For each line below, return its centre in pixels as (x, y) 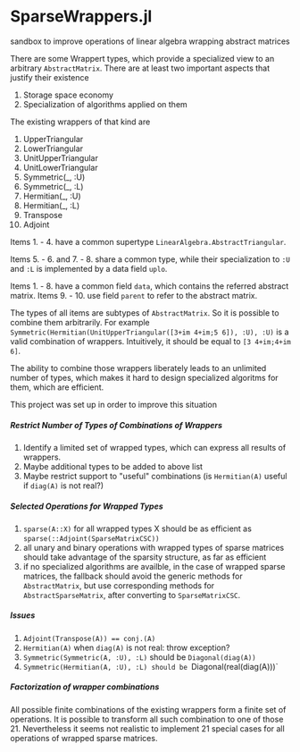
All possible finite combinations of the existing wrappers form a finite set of (148, 709)
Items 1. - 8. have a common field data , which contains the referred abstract (150, 286)
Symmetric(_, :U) (54, 177)
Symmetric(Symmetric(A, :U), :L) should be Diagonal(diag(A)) (140, 657)
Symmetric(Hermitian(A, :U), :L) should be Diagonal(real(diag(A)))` (150, 666)
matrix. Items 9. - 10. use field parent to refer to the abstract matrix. (134, 295)
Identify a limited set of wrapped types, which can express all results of (154, 447)
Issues (23, 615)
